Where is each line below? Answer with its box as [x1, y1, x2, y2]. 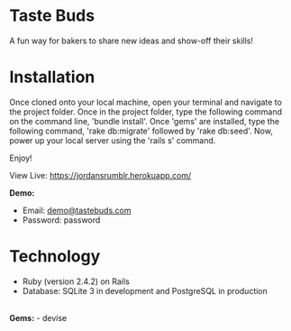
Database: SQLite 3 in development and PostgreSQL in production [22, 285, 268, 296]
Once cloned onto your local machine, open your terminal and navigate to [9, 97, 282, 107]
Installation [9, 67, 95, 87]
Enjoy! [9, 152, 33, 163]
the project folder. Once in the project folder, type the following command [9, 106, 282, 117]
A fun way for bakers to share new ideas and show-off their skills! [9, 35, 254, 46]
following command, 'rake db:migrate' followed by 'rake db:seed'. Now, [9, 125, 273, 136]
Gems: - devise [9, 312, 68, 323]
